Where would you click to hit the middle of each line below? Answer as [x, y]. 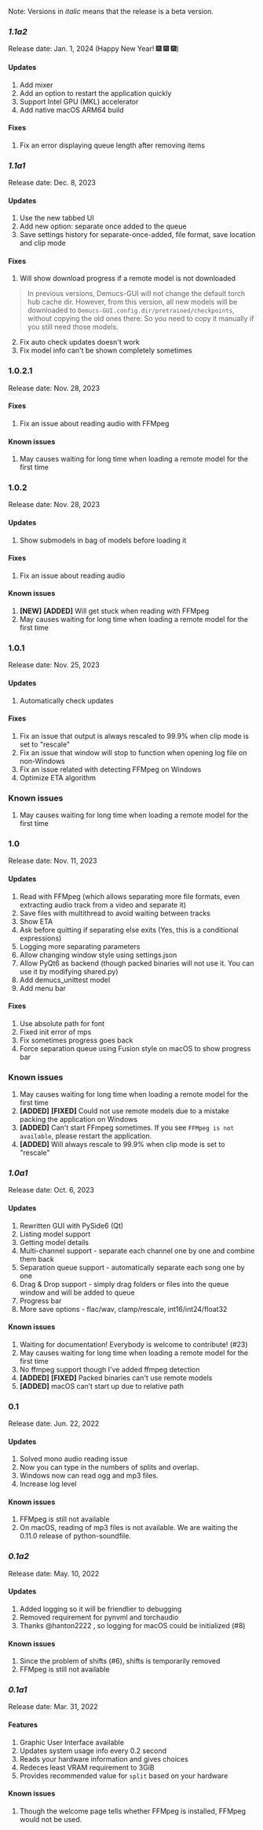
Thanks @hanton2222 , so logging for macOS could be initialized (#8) [132, 1625]
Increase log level [48, 1484]
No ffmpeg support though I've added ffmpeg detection [110, 1369]
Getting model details [54, 1242]
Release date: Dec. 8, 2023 [52, 183]
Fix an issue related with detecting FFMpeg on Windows [110, 769]
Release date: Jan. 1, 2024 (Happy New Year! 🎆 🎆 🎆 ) [93, 49]
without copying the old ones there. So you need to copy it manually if [141, 319]
